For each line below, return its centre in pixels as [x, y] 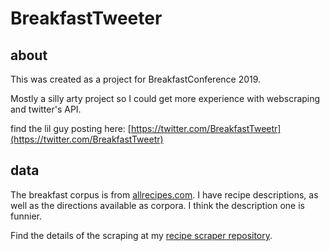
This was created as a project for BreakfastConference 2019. [136, 79]
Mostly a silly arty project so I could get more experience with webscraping [165, 98]
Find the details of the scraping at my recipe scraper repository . [141, 235]
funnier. [26, 216]
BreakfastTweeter [86, 18]
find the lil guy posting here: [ [71, 128]
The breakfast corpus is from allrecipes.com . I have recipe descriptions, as [164, 194]
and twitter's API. [46, 109]
